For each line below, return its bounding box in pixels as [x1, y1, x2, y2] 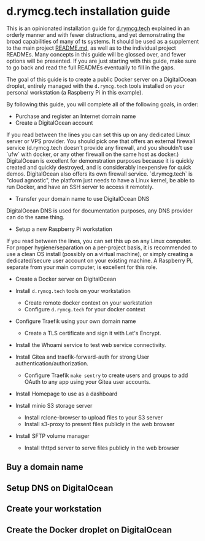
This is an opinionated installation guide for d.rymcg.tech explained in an [6, 25, 190, 32]
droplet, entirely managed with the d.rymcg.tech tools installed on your [6, 82, 185, 90]
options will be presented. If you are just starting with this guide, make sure [6, 57, 196, 64]
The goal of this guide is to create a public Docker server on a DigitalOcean [6, 76, 197, 83]
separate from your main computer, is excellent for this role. [6, 263, 158, 271]
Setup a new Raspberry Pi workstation [15, 225, 112, 233]
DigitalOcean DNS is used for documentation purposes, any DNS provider [6, 207, 193, 214]
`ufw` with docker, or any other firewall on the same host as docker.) [6, 150, 179, 158]
